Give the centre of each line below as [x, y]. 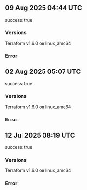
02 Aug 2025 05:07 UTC [43, 72]
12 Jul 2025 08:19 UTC [40, 135]
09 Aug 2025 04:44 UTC [43, 8]
